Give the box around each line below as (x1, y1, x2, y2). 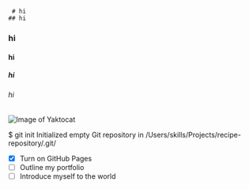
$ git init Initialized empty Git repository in (8, 130, 144, 140)
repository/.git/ (8, 138, 57, 148)
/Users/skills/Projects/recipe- (145, 130, 241, 140)
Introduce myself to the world (19, 172, 116, 181)
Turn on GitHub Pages (19, 154, 92, 164)
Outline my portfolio (19, 163, 85, 172)
